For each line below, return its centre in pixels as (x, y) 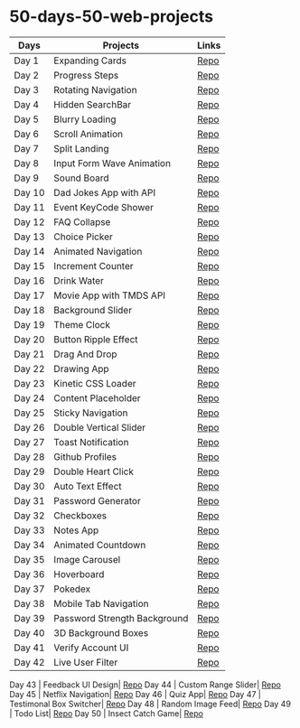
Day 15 (29, 266)
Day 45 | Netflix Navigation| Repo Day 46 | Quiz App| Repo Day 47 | (136, 694)
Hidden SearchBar (93, 104)
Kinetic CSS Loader (95, 383)
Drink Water (79, 280)
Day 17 (29, 295)
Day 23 (29, 383)
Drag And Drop (85, 354)
